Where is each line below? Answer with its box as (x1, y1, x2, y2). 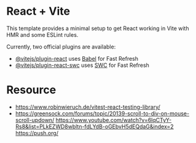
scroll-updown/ (15, 116, 55, 123)
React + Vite (6, 4, 71, 18)
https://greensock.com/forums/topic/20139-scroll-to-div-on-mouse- (15, 109, 189, 117)
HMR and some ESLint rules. (6, 31, 79, 38)
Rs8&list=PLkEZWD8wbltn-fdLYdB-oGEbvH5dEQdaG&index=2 (15, 123, 174, 130)
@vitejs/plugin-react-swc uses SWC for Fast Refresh (15, 61, 149, 69)
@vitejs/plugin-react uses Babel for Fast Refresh (15, 55, 139, 62)
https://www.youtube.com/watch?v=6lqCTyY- (55, 116, 172, 123)
